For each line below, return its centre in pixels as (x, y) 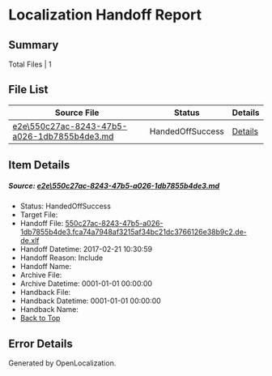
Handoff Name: (45, 267)
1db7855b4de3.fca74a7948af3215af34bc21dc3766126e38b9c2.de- (133, 232)
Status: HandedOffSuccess (66, 206)
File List (28, 90)
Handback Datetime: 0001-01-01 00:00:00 (91, 301)
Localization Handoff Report (105, 15)
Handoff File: (42, 224)
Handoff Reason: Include (62, 258)
